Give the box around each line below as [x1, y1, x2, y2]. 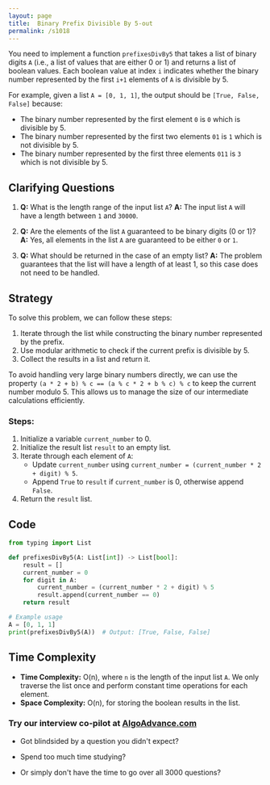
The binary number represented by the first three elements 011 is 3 [19, 149, 242, 158]
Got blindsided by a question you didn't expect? [19, 736, 179, 745]
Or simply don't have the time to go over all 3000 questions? [19, 767, 222, 777]
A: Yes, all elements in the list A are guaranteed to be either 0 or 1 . [19, 235, 239, 245]
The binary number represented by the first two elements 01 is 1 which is [19, 132, 262, 141]
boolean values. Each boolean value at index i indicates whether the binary [8, 66, 260, 76]
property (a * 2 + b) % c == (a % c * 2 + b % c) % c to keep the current [8, 379, 256, 388]
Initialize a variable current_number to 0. [19, 434, 152, 444]
